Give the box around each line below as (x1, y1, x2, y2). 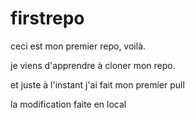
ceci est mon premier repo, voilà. (10, 40, 147, 52)
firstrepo (10, 7, 85, 30)
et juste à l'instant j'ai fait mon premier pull (10, 78, 185, 91)
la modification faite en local (10, 98, 127, 110)
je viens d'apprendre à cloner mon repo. (10, 59, 176, 71)
